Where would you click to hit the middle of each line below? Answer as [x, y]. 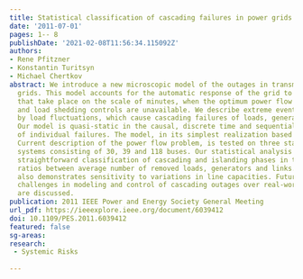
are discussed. [46, 193]
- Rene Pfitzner [40, 59]
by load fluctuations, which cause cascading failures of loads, [143, 118]
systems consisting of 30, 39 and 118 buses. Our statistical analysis [155, 151]
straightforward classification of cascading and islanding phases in [153, 160]
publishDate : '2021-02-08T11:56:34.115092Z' [94, 43]
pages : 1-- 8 [34, 34]
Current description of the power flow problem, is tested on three [149, 143]
